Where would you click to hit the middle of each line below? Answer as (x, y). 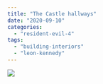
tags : (15, 40)
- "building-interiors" (49, 47)
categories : (25, 27)
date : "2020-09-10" (36, 20)
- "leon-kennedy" (39, 54)
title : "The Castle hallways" (52, 14)
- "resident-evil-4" (44, 34)
